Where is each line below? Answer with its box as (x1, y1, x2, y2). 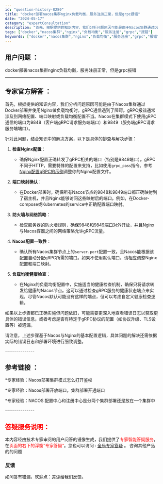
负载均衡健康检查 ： (12, 271, 51, 277)
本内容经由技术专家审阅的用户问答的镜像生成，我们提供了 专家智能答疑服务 (5, 436, 154, 442)
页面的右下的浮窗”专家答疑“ (9, 443, 65, 449)
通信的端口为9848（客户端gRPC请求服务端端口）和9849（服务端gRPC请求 (5, 119, 155, 125)
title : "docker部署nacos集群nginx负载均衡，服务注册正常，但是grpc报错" (5, 12, 141, 17)
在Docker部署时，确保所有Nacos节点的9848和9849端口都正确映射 (19, 189, 153, 195)
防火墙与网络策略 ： (12, 212, 51, 217)
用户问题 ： (5, 53, 39, 62)
